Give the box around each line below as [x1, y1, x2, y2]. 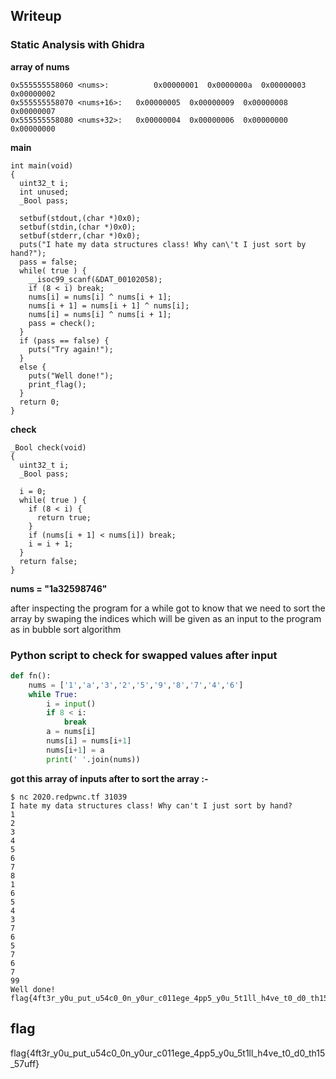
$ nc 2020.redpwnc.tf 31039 [10, 792, 128, 802]
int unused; [19, 187, 70, 197]
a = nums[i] [46, 727, 97, 737]
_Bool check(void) [10, 442, 87, 453]
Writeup [10, 8, 62, 25]
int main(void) [10, 160, 74, 171]
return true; [36, 512, 92, 523]
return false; [19, 556, 78, 566]
